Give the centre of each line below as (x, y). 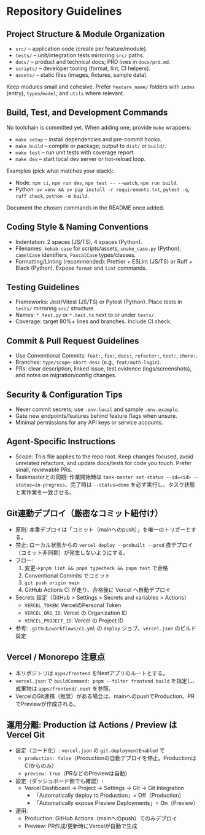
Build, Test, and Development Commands (87, 113)
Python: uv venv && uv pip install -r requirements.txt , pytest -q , (102, 189)
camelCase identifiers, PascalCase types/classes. (75, 255)
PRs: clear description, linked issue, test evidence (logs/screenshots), (103, 369)
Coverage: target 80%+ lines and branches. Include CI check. (93, 321)
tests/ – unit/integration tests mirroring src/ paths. (80, 55)
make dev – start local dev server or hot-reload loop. (80, 159)
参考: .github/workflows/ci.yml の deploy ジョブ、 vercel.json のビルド (106, 628)
